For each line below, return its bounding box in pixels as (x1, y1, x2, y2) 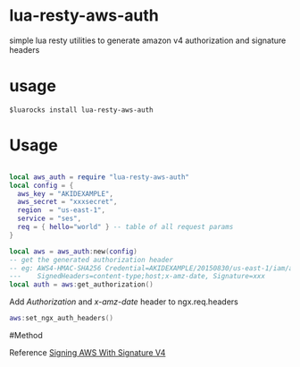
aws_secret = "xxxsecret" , (17, 198, 118, 207)
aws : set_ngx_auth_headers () (9, 314, 114, 323)
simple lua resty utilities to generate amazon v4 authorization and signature (9, 35, 287, 46)
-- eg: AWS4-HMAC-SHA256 (9, 263, 102, 273)
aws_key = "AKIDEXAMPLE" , (17, 189, 114, 198)
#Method (9, 330, 43, 341)
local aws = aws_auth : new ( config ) (9, 247, 138, 256)
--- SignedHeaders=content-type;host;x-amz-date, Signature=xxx (9, 272, 266, 281)
